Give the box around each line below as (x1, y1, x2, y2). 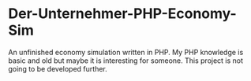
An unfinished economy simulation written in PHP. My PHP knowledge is (8, 47, 244, 57)
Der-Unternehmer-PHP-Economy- (8, 5, 237, 23)
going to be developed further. (8, 64, 108, 73)
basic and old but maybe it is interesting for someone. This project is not (8, 56, 243, 65)
